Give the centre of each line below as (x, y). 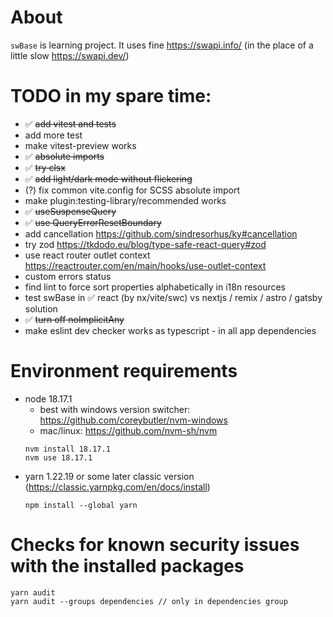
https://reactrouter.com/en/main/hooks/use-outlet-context (145, 265)
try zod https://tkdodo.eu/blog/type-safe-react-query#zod (145, 244)
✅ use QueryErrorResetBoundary (93, 222)
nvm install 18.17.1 (67, 449)
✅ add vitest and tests (70, 123)
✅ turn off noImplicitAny (74, 319)
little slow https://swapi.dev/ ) (70, 55)
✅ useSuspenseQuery (70, 211)
